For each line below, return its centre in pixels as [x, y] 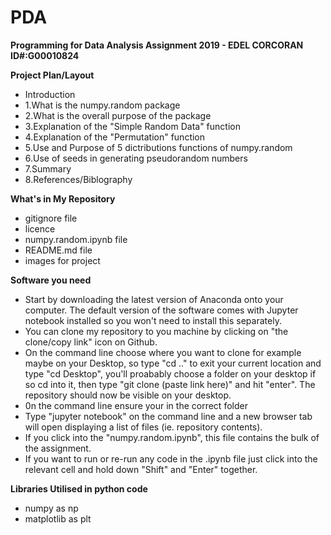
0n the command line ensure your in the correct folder [136, 405]
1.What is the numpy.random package [102, 105]
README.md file [58, 250]
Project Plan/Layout [52, 75]
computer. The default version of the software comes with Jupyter [161, 310]
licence [40, 228]
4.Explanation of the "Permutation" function [115, 137]
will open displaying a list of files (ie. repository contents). [143, 427]
